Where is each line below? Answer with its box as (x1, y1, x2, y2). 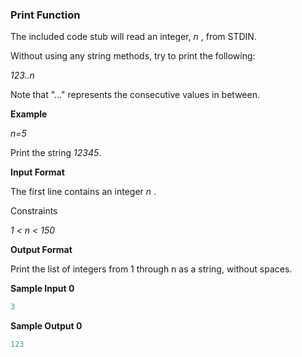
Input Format (10, 166, 65, 178)
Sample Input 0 (10, 283, 75, 295)
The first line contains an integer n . (10, 186, 157, 198)
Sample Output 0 (10, 320, 83, 332)
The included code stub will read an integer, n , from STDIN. (10, 31, 257, 43)
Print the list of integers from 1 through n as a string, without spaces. (10, 263, 293, 275)
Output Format (10, 244, 73, 256)
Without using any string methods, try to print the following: (10, 50, 256, 62)
